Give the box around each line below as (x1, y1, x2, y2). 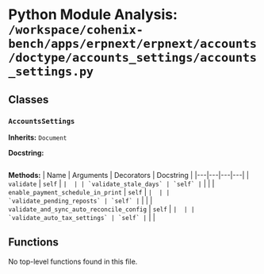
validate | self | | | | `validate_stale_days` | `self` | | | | (8, 179, 215, 188)
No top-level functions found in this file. (8, 257, 138, 266)
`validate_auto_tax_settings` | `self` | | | (8, 212, 156, 222)
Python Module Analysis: (8, 6, 178, 24)
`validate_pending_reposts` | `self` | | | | (8, 195, 153, 205)
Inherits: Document (8, 133, 67, 142)
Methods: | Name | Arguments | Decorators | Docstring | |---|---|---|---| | (8, 170, 250, 179)
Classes (8, 93, 49, 106)
